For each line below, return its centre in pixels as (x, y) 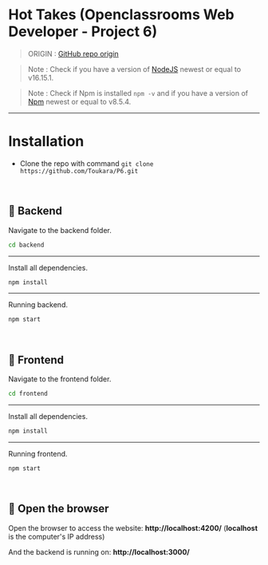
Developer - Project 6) (83, 32)
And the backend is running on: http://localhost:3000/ (99, 551)
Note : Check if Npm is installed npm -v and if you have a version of (138, 93)
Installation (46, 142)
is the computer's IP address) (57, 536)
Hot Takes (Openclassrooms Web (121, 15)
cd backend (26, 245)
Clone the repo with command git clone (87, 163)
